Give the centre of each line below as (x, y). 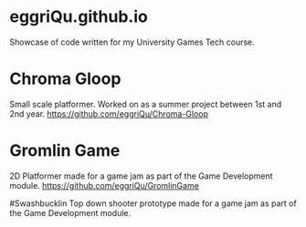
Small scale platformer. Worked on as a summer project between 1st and (146, 104)
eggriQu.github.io (79, 17)
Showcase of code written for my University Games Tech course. (132, 42)
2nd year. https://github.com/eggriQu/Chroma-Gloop (109, 113)
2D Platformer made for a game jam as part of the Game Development (141, 176)
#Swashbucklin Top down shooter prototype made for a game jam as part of (153, 203)
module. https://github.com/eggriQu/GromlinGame (104, 185)
